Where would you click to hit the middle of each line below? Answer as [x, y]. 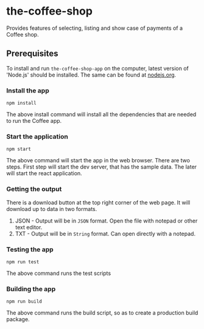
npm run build [24, 302]
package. [18, 319]
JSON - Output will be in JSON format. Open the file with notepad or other [106, 221]
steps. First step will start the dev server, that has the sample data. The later [101, 167]
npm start [19, 149]
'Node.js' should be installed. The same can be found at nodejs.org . [91, 75]
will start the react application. [44, 173]
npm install [21, 103]
